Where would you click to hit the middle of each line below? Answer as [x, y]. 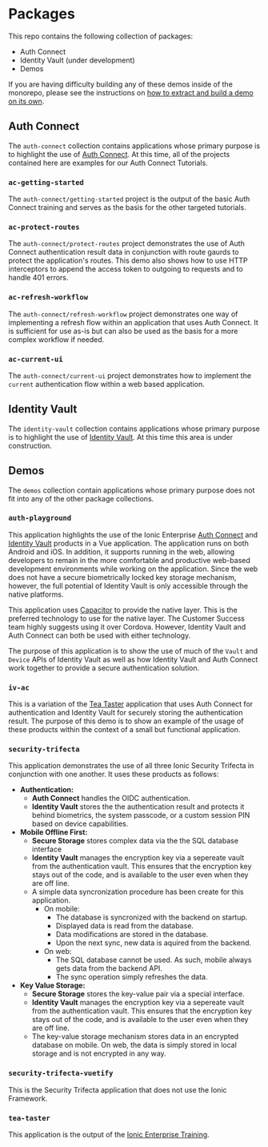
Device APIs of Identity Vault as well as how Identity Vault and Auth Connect [133, 659]
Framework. [28, 1098]
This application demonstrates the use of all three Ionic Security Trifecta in [131, 766]
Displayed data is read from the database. [125, 926]
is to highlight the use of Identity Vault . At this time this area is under [121, 437]
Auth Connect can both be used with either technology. [100, 635]
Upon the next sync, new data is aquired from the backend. [154, 943]
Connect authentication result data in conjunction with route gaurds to [124, 252]
